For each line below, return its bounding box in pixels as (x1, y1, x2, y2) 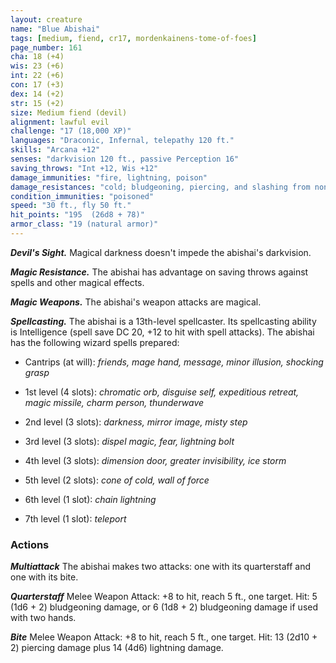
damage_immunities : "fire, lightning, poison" (10, 172, 208, 183)
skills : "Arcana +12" (10, 145, 101, 155)
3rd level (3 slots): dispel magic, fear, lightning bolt (24, 435, 235, 447)
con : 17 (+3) (10, 80, 65, 90)
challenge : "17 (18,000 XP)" (10, 126, 132, 136)
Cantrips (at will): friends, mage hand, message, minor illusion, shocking (24, 356, 324, 368)
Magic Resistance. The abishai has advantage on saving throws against (10, 266, 309, 278)
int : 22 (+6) (10, 71, 65, 81)
